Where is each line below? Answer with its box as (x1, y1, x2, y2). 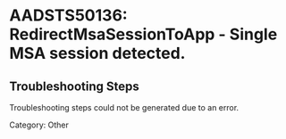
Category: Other (9, 119, 69, 130)
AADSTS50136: (9, 5, 128, 26)
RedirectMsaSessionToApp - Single (9, 24, 278, 45)
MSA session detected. (9, 44, 186, 63)
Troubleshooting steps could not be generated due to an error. (9, 102, 240, 112)
